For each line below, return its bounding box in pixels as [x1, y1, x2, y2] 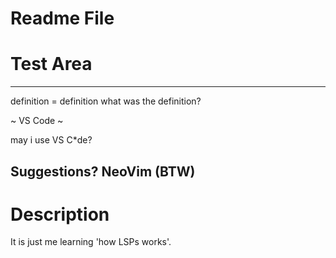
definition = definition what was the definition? [10, 95, 202, 107]
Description [10, 203, 110, 226]
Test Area [10, 53, 93, 76]
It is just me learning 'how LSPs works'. [10, 236, 172, 248]
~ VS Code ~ [10, 115, 64, 127]
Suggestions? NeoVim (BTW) [10, 163, 196, 180]
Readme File [10, 7, 115, 30]
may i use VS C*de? [10, 134, 93, 146]
